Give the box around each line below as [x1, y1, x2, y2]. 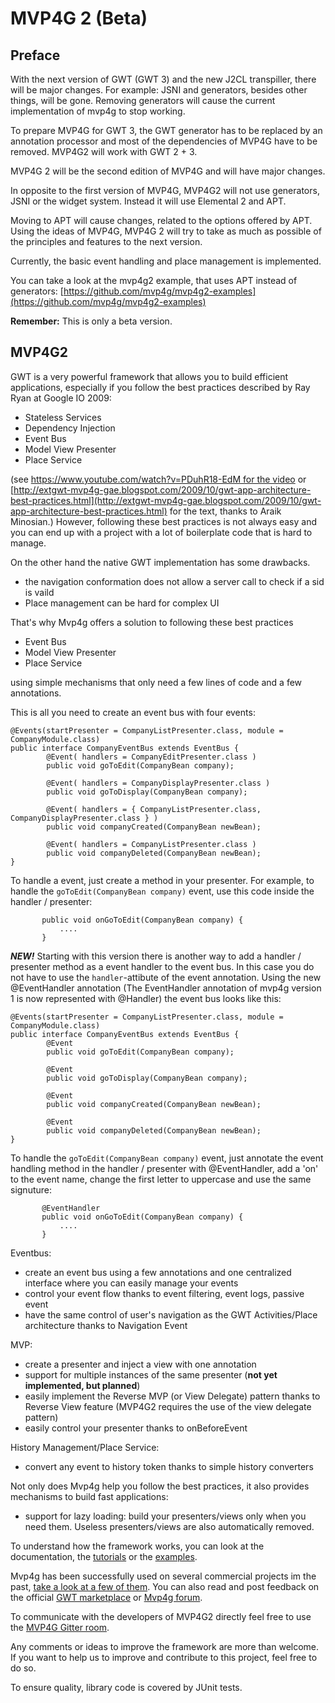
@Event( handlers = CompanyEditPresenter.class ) [46, 752, 257, 762]
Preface [10, 47, 61, 64]
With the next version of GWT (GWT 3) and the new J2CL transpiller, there [10, 73, 317, 85]
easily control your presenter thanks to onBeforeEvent [24, 1422, 248, 1434]
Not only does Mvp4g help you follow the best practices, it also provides [10, 1480, 310, 1492]
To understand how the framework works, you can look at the [10, 1540, 265, 1552]
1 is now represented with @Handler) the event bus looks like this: [10, 992, 282, 1004]
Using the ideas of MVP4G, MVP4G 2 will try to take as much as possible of [10, 225, 322, 237]
